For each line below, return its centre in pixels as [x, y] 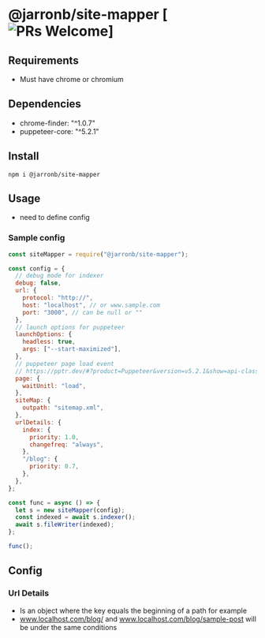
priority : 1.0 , [54, 437]
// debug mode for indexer [60, 276]
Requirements [43, 60]
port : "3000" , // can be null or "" [83, 312]
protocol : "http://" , [58, 298]
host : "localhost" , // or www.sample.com [91, 305]
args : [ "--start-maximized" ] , [72, 349]
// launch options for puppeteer [70, 327]
